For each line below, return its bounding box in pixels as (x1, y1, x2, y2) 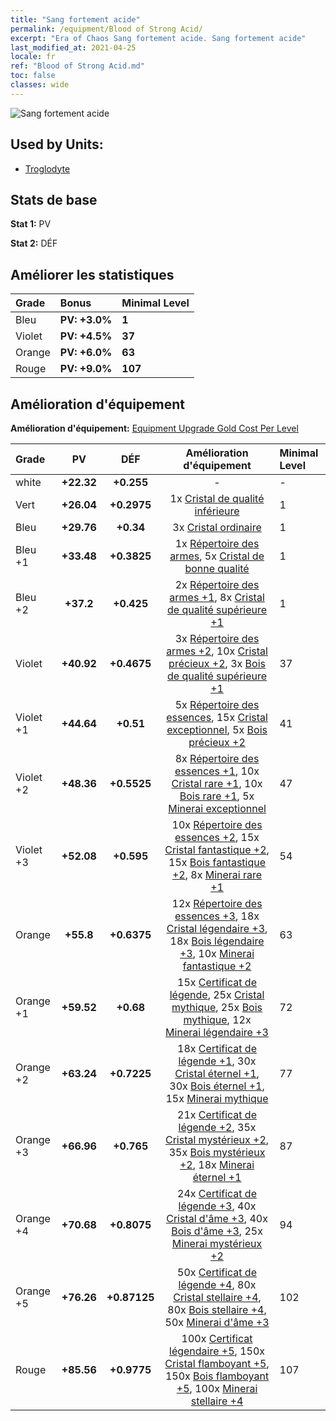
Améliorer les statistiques (10, 266, 175, 283)
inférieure (194, 504, 240, 518)
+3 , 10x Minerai (179, 947, 255, 960)
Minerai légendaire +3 (165, 1026, 269, 1039)
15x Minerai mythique (165, 1092, 269, 1105)
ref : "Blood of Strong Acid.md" (10, 61, 145, 71)
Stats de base (10, 191, 98, 208)
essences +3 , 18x (174, 909, 260, 923)
